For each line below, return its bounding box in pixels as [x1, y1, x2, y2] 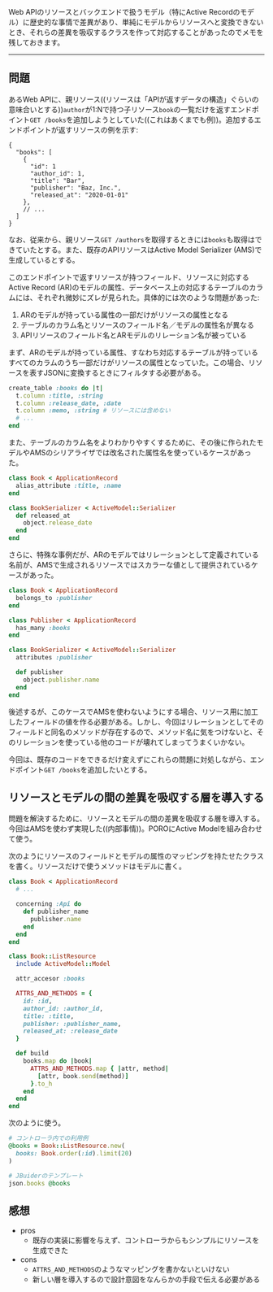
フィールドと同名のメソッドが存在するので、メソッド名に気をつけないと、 [8, 727, 258, 737]
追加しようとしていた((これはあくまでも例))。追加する [72, 115, 254, 124]
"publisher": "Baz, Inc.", [29, 184, 122, 192]
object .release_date [23, 519, 93, 527]
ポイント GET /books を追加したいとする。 [15, 764, 152, 774]
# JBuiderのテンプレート [8, 1172, 84, 1180]
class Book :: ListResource [8, 952, 96, 961]
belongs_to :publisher [15, 594, 93, 602]
